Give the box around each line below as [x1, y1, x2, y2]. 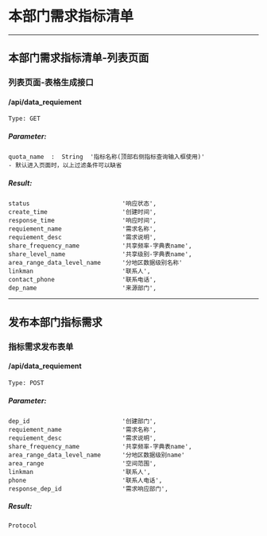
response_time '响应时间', [8, 216, 157, 225]
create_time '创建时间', [8, 208, 157, 216]
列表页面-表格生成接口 [8, 77, 94, 88]
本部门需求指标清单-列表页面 [8, 51, 149, 64]
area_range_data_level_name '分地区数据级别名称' [8, 259, 183, 267]
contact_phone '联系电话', [8, 276, 157, 284]
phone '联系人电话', [8, 476, 163, 484]
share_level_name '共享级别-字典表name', [8, 251, 192, 258]
